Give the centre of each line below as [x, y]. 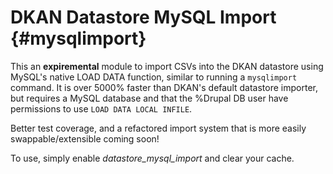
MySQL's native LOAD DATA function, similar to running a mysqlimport [154, 77]
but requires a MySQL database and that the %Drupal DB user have [149, 98]
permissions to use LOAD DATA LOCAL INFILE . [101, 108]
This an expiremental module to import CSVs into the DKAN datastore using [167, 66]
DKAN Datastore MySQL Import [143, 17]
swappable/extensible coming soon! [85, 138]
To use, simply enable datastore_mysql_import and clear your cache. [152, 158]
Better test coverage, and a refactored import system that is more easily [158, 128]
